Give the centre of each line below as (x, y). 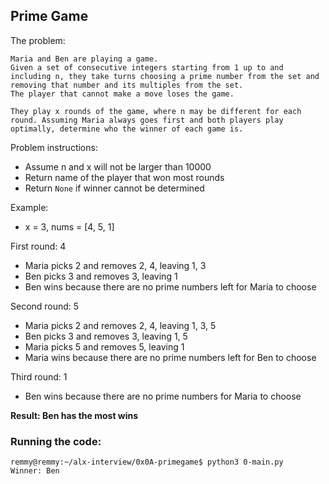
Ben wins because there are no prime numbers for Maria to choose (163, 396)
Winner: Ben (35, 471)
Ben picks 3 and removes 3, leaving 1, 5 (106, 336)
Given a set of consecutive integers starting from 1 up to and (147, 67)
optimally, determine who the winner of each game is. (127, 129)
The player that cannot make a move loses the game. (122, 94)
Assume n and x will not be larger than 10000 (118, 166)
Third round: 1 (39, 376)
